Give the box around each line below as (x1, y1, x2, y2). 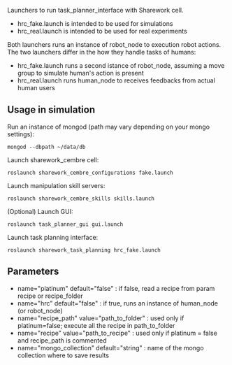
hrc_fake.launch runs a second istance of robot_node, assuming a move (17, 62, 225, 69)
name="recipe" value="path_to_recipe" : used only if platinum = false (17, 329, 218, 337)
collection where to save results (17, 351, 110, 359)
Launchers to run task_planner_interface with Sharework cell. (7, 6, 184, 14)
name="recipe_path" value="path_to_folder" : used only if (17, 314, 184, 322)
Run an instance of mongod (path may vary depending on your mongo (7, 122, 210, 131)
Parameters (7, 266, 59, 278)
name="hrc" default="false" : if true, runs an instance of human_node (17, 299, 219, 307)
